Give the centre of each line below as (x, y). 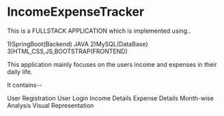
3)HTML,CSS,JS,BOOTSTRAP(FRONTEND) (68, 51)
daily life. (20, 72)
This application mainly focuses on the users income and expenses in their (112, 64)
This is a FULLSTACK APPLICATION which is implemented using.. (99, 31)
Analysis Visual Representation (51, 105)
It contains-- (25, 85)
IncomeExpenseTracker (76, 12)
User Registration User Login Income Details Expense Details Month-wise (110, 98)
